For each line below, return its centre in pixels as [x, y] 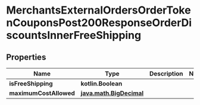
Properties [26, 57]
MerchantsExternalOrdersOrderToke [99, 10]
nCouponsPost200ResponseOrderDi [99, 23]
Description [166, 73]
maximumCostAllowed [42, 93]
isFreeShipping [31, 83]
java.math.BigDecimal [112, 93]
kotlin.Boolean [101, 83]
